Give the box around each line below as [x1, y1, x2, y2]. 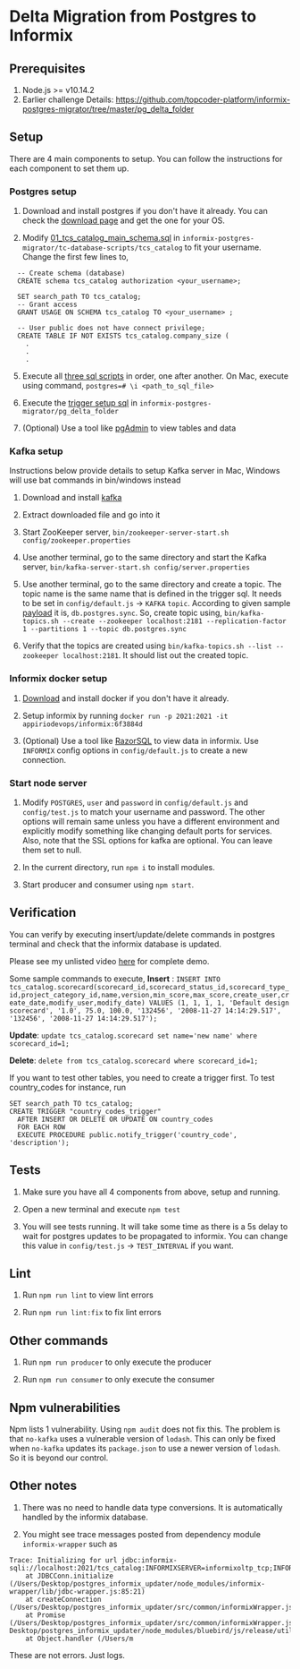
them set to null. [21, 844, 82, 855]
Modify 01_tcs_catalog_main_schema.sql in [21, 233, 180, 244]
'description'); [9, 1138, 70, 1147]
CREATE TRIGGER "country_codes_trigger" [9, 1107, 162, 1116]
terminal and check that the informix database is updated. [9, 938, 221, 949]
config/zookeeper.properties [21, 536, 131, 545]
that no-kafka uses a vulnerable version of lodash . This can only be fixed [9, 1434, 276, 1444]
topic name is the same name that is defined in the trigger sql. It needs [21, 588, 282, 599]
